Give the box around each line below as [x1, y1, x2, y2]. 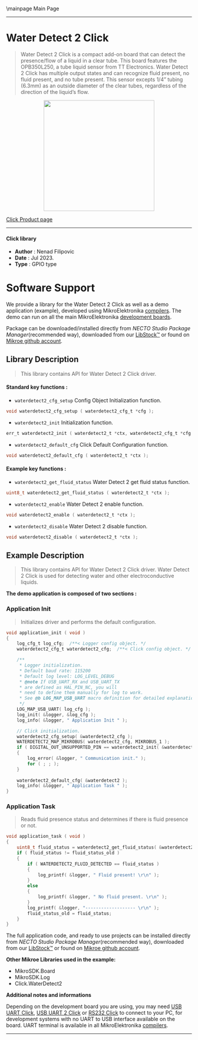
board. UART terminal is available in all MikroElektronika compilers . [6, 1022, 169, 1029]
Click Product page [6, 216, 53, 223]
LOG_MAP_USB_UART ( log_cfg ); [16, 706, 91, 713]
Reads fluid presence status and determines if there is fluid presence [20, 815, 189, 823]
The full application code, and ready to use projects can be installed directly [6, 932, 191, 939]
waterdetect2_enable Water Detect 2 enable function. [14, 500, 144, 508]
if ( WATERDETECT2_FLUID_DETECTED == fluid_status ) [27, 861, 160, 867]
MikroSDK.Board [14, 967, 55, 974]
